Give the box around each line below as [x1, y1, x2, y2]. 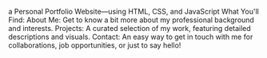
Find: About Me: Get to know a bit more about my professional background [8, 15, 254, 25]
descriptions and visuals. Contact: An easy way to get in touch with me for [8, 32, 253, 41]
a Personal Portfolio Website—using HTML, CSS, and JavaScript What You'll [8, 7, 260, 16]
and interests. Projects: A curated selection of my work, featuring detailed [8, 24, 252, 33]
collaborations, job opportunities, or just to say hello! [8, 41, 181, 50]
